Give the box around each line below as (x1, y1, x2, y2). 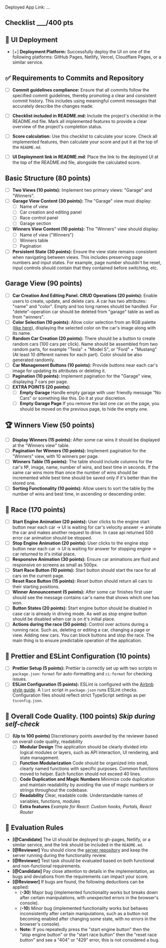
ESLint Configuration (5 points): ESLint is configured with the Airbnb (12, 681, 154, 687)
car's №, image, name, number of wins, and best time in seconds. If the (12, 464, 159, 470)
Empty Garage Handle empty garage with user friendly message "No (19, 389, 161, 395)
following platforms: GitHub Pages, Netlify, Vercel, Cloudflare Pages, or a (12, 54, 162, 60)
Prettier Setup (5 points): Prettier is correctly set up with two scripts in (12, 665, 157, 671)
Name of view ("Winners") (19, 231, 74, 238)
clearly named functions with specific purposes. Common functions (19, 766, 159, 772)
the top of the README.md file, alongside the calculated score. (12, 159, 141, 166)
